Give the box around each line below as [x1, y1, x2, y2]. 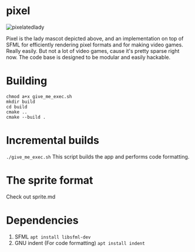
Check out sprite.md [6, 193, 56, 200]
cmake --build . [6, 114, 46, 120]
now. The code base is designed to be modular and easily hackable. [6, 53, 171, 61]
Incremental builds [6, 134, 100, 147]
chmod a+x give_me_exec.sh [6, 93, 72, 99]
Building [6, 75, 48, 88]
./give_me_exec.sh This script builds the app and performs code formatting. [6, 153, 190, 160]
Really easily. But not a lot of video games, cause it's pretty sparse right [6, 47, 180, 54]
